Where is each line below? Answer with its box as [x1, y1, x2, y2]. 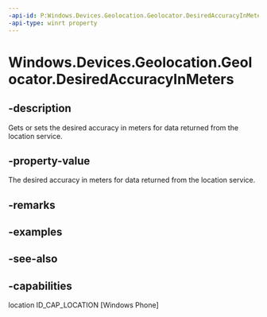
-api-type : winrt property [8, 19, 98, 27]
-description [8, 102, 72, 115]
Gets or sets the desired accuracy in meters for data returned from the [8, 122, 239, 132]
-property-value [8, 154, 91, 168]
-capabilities [8, 279, 73, 292]
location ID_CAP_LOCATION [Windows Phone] [8, 300, 159, 310]
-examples [8, 226, 63, 239]
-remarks [8, 198, 56, 211]
